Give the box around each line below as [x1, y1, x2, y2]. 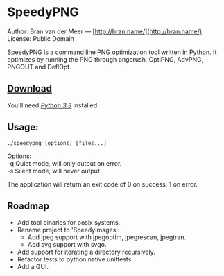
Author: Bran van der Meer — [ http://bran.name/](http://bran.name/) [7, 27, 203, 35]
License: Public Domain [7, 34, 75, 42]
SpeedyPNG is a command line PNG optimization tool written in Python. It [7, 48, 217, 56]
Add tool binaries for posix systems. [17, 218, 121, 227]
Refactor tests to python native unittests [17, 255, 132, 264]
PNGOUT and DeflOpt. [7, 62, 71, 71]
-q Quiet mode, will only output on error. [7, 159, 122, 167]
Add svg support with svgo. [27, 241, 107, 249]
